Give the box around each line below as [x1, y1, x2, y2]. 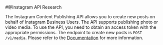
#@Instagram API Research [5, 4, 62, 10]
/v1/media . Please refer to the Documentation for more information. [5, 35, 143, 41]
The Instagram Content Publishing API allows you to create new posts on [5, 14, 155, 19]
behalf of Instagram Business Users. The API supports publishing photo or [5, 19, 158, 25]
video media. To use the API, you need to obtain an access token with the [5, 24, 156, 30]
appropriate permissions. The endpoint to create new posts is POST [5, 30, 142, 35]
